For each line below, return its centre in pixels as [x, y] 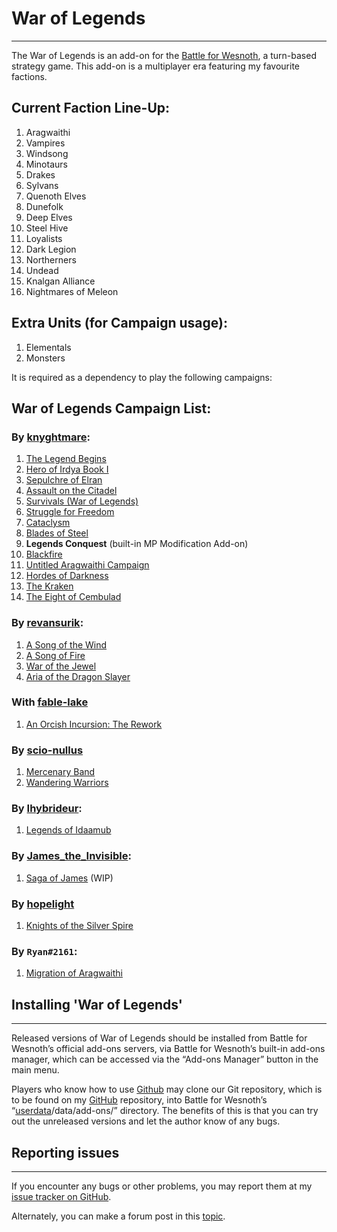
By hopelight [43, 904]
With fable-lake [50, 702]
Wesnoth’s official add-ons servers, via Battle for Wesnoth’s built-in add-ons [168, 1049]
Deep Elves [49, 217]
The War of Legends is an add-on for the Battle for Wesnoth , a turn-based [164, 55]
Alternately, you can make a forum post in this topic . [118, 1216]
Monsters [45, 358]
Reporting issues [65, 1152]
